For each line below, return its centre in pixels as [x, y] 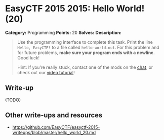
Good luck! [28, 57]
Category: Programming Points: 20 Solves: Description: [63, 32]
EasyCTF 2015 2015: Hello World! [75, 9]
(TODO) [13, 100]
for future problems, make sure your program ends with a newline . [86, 53]
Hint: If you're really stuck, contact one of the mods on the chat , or [85, 67]
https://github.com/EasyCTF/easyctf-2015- [56, 127]
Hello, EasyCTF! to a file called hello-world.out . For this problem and [88, 47]
